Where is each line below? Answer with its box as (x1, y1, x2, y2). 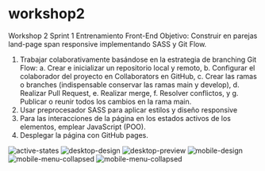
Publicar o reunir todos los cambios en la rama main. (19, 97, 192, 106)
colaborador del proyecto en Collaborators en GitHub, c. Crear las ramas (19, 71, 258, 81)
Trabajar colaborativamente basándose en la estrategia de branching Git (19, 55, 257, 64)
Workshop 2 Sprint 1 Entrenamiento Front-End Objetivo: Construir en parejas (8, 31, 258, 40)
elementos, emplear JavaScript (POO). (19, 122, 146, 131)
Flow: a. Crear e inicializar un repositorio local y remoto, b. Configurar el (19, 63, 255, 72)
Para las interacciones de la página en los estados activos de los (19, 113, 232, 123)
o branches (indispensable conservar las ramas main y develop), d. (19, 80, 240, 89)
